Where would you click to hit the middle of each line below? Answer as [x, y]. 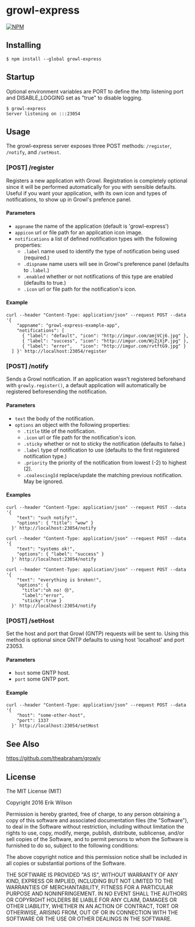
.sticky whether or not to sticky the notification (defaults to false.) [104, 443]
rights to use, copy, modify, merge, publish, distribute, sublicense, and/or [95, 833]
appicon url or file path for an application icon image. [79, 232]
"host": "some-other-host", [51, 716]
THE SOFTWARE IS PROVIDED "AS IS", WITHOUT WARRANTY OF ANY [92, 875]
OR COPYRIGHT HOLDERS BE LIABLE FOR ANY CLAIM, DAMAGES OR [92, 900]
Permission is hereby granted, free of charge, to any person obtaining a [93, 814]
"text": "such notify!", [47, 518]
